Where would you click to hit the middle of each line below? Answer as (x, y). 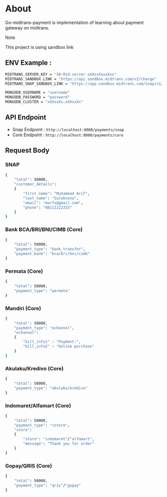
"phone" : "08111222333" (47, 208)
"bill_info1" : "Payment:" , (52, 342)
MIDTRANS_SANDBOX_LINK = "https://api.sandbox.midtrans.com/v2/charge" (81, 79)
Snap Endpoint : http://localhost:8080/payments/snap (68, 129)
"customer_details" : (35, 184)
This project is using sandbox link (39, 47)
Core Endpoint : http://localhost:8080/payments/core (68, 135)
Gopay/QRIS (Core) (29, 466)
